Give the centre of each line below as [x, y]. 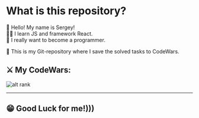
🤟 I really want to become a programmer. [56, 40]
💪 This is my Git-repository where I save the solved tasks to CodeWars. [93, 51]
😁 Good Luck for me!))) [50, 109]
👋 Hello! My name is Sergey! [41, 27]
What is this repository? [66, 11]
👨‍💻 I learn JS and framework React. [49, 33]
